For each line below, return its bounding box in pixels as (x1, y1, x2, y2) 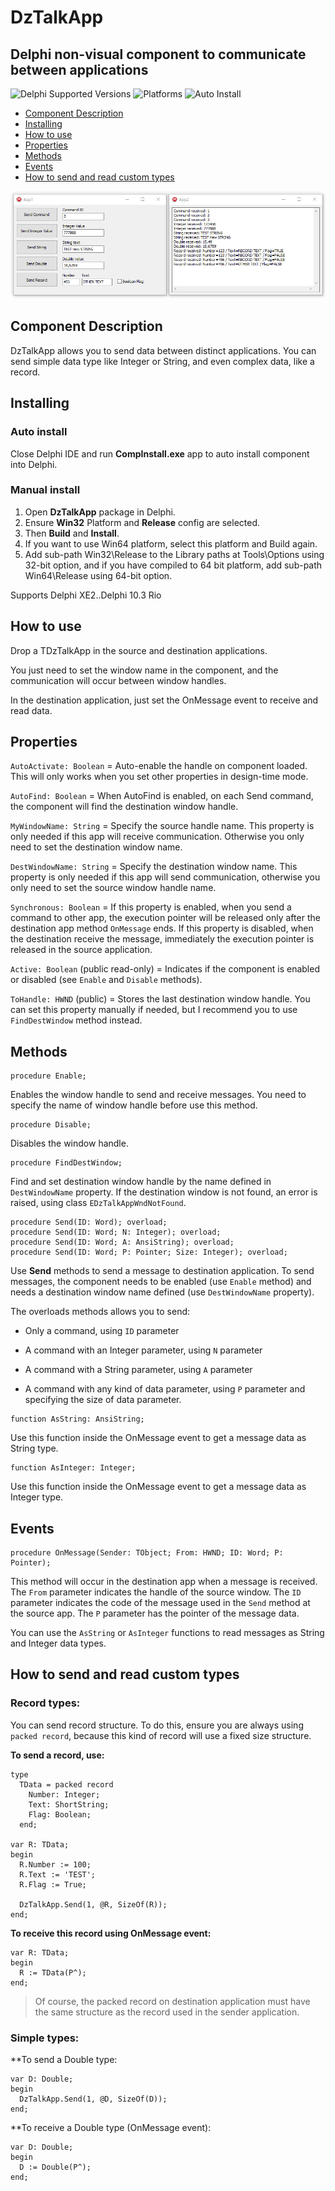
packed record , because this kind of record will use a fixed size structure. (10, 1729, 312, 1741)
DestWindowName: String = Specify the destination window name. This (10, 861, 298, 873)
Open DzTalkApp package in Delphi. (24, 506, 176, 518)
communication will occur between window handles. (10, 674, 227, 686)
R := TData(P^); (19, 1967, 87, 1978)
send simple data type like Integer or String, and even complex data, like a (10, 355, 315, 367)
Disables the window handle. (10, 1137, 129, 1150)
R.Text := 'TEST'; (19, 1869, 97, 1880)
